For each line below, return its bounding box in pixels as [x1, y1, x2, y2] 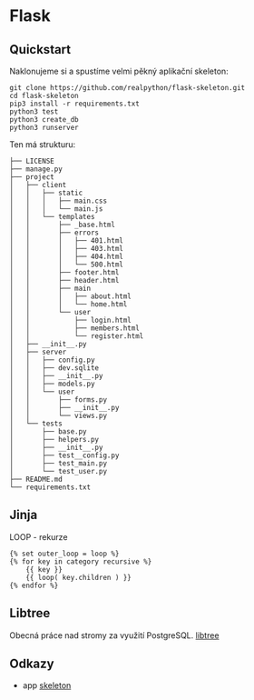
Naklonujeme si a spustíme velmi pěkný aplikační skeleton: [9, 65, 229, 76]
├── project [9, 173, 54, 182]
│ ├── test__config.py [9, 451, 120, 460]
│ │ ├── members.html [9, 324, 141, 333]
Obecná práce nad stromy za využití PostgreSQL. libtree [9, 629, 220, 641]
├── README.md [9, 475, 63, 484]
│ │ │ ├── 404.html [9, 252, 124, 261]
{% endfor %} [9, 581, 59, 590]
